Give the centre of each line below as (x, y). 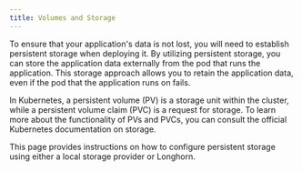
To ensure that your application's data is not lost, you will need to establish (149, 44)
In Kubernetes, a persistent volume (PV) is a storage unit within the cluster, (149, 100)
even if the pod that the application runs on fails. (100, 82)
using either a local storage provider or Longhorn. (102, 156)
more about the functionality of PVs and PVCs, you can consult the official (148, 119)
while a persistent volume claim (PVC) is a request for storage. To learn (143, 109)
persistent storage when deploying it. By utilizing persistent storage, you (145, 53)
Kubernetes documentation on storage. (83, 129)
